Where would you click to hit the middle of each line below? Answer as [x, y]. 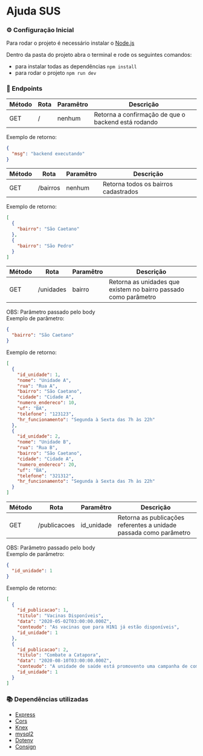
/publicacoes [56, 525]
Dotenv [24, 740]
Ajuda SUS [34, 11]
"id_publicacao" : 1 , [43, 610]
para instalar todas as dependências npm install [76, 66]
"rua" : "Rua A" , [38, 386]
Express [25, 714]
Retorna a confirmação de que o [140, 114]
